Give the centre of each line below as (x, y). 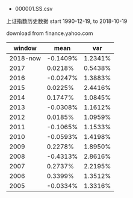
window (25, 48)
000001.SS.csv (34, 9)
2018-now (25, 58)
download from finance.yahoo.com (50, 33)
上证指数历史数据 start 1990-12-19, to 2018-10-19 (67, 21)
